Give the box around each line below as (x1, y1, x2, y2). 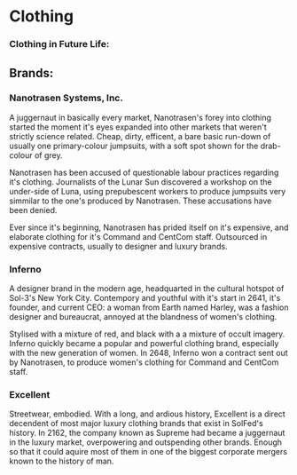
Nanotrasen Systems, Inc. (9, 91, 124, 104)
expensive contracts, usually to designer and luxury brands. (9, 241, 228, 251)
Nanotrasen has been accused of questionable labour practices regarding (9, 167, 279, 178)
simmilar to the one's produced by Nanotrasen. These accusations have (9, 195, 272, 206)
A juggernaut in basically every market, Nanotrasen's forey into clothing (9, 112, 272, 123)
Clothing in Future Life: (9, 38, 110, 51)
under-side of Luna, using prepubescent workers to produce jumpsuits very (9, 186, 286, 196)
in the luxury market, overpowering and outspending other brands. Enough (9, 437, 282, 447)
